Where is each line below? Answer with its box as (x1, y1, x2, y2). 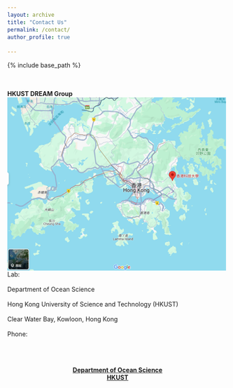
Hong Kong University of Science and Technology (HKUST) (7, 300, 178, 309)
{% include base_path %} (7, 61, 81, 69)
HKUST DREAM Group (7, 90, 73, 98)
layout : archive (7, 11, 55, 18)
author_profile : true (7, 34, 71, 41)
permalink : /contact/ (7, 26, 71, 33)
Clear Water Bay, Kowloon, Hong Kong (7, 315, 118, 323)
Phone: (7, 330, 28, 338)
